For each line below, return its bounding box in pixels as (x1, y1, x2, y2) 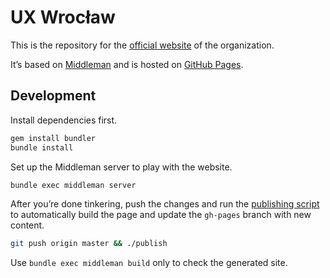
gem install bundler (10, 133, 97, 143)
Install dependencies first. (10, 114, 118, 126)
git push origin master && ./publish (10, 239, 168, 249)
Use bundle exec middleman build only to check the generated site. (10, 257, 288, 269)
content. (10, 219, 45, 231)
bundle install (10, 142, 74, 153)
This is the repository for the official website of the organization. (10, 39, 275, 51)
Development (10, 87, 97, 105)
